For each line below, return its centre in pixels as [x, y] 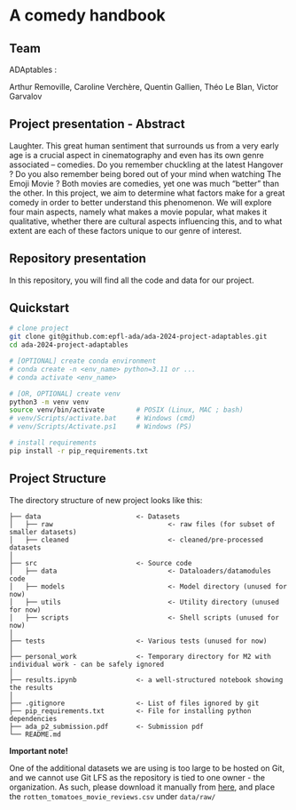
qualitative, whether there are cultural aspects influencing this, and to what [146, 221]
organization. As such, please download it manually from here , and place [142, 787]
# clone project [39, 329]
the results [31, 687]
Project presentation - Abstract [97, 124]
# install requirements [53, 443]
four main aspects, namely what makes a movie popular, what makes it [138, 212]
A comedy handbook [87, 16]
